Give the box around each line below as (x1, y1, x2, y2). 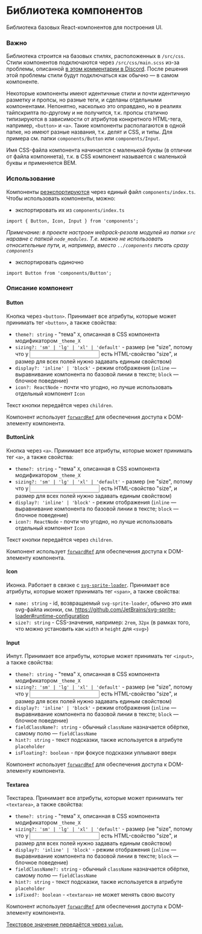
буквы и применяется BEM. (6, 159, 77, 167)
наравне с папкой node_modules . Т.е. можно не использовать (6, 235, 163, 242)
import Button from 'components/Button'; (6, 270, 112, 276)
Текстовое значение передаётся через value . (6, 921, 124, 928)
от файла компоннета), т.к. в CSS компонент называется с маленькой (6, 153, 187, 160)
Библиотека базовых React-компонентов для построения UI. (6, 24, 163, 31)
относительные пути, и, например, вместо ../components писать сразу (6, 241, 189, 248)
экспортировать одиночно (14, 258, 84, 266)
